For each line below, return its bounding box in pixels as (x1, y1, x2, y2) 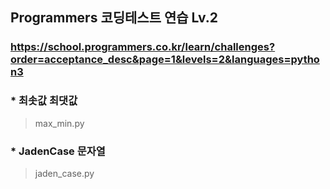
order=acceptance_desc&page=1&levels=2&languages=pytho (10, 53, 320, 67)
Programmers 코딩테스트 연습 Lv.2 (10, 9, 219, 27)
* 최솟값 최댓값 (10, 94, 78, 108)
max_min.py (34, 117, 85, 129)
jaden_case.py (34, 167, 95, 179)
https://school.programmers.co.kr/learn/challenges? (10, 40, 276, 54)
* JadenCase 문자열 (10, 144, 106, 158)
